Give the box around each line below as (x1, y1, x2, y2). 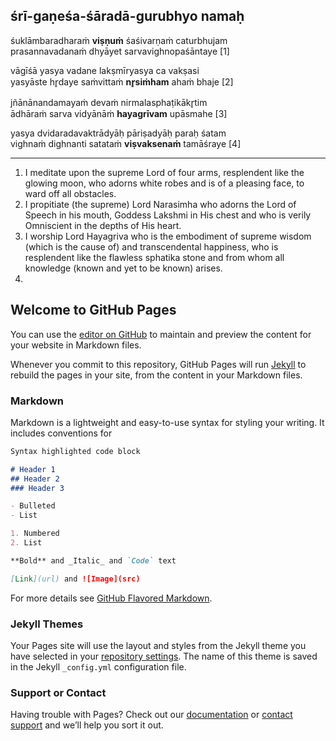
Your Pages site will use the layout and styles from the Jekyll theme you (10, 639, 307, 651)
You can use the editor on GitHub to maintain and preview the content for (10, 328, 312, 340)
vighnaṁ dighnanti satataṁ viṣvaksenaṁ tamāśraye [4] (10, 137, 242, 149)
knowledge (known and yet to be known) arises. (24, 262, 223, 274)
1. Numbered (10, 529, 60, 539)
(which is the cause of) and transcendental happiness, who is (24, 240, 279, 253)
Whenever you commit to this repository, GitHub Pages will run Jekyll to (10, 358, 307, 370)
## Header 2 (10, 474, 60, 484)
